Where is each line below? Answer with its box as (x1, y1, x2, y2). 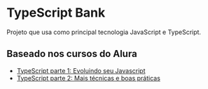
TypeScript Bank (6, 5, 106, 21)
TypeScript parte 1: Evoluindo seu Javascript (16, 66, 146, 74)
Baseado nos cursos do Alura (6, 48, 137, 60)
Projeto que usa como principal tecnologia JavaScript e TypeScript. (6, 28, 201, 36)
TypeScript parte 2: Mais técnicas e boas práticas (16, 74, 160, 82)
